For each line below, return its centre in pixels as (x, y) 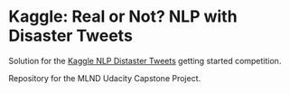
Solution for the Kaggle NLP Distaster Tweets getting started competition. (145, 60)
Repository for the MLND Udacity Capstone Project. (105, 78)
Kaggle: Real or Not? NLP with (123, 17)
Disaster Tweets (70, 36)
